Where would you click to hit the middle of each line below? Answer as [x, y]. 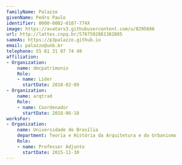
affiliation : [23, 57]
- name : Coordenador [43, 107]
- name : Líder [35, 79]
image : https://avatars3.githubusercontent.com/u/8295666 [80, 29]
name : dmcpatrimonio [43, 68]
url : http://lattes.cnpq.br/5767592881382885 [64, 34]
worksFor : [19, 118]
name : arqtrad [35, 96]
